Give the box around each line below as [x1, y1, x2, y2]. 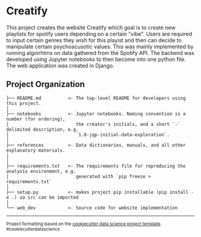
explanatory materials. [6, 147, 66, 153]
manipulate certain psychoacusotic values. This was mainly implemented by [6, 43, 194, 50]
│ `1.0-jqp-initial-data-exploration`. [6, 131, 170, 138]
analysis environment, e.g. [6, 168, 77, 174]
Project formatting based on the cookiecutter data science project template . [6, 221, 162, 227]
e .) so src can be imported [6, 194, 79, 201]
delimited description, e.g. [6, 127, 79, 133]
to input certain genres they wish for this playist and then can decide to [6, 36, 182, 44]
